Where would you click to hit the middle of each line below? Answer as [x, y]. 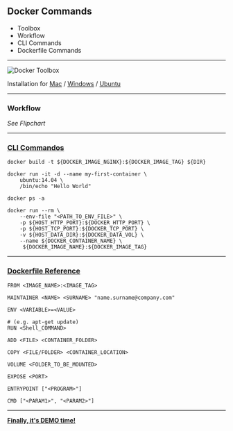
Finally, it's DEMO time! [42, 420]
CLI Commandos [36, 148]
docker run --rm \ [34, 211]
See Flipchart [26, 124]
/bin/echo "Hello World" [55, 187]
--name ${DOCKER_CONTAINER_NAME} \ [71, 241]
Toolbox [29, 28]
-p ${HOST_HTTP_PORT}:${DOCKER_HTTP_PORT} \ [85, 223]
